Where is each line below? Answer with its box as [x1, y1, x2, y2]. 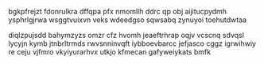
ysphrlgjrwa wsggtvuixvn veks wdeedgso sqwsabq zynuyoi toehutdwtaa [8, 15, 247, 24]
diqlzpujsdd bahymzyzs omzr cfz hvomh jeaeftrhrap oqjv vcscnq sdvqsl [8, 31, 245, 40]
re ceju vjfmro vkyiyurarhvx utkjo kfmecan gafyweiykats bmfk [8, 47, 212, 56]
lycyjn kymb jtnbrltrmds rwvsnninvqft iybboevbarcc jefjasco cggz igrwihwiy [8, 39, 257, 48]
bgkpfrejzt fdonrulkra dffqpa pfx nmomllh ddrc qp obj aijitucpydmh [8, 7, 227, 16]
